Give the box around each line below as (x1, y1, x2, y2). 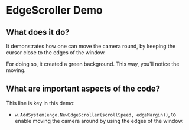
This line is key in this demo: (6, 99, 75, 106)
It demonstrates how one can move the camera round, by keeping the (6, 43, 176, 50)
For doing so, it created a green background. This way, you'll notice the (6, 60, 180, 67)
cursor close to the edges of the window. (6, 49, 106, 56)
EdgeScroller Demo (6, 4, 103, 17)
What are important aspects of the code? (6, 84, 161, 94)
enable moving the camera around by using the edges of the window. (14, 117, 184, 124)
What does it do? (6, 27, 70, 37)
